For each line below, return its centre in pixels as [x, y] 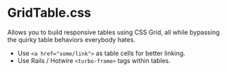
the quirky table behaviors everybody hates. [72, 39]
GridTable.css [49, 13]
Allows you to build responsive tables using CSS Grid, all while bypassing [114, 32]
